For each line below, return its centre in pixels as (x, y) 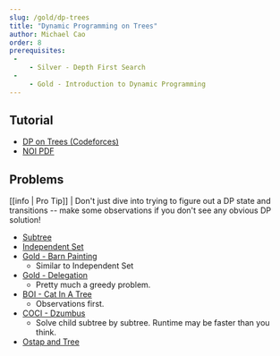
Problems (37, 179)
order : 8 (25, 42)
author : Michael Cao (48, 34)
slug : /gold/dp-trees (50, 17)
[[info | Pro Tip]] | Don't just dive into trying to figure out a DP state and (140, 201)
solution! (25, 220)
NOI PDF (38, 151)
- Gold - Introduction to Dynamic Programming (117, 84)
